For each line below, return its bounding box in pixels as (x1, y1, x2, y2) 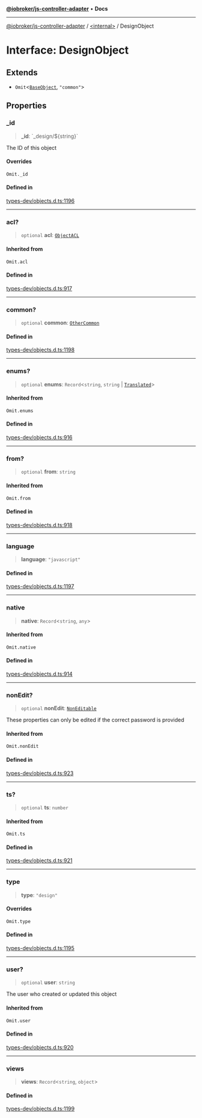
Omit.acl (6, 259, 28, 265)
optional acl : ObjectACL (20, 232, 79, 239)
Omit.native (6, 644, 36, 650)
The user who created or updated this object (6, 990, 117, 998)
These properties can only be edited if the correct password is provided (6, 716, 185, 724)
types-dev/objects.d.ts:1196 (6, 197, 75, 205)
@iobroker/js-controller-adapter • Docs (6, 5, 108, 12)
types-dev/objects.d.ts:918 (6, 521, 73, 528)
